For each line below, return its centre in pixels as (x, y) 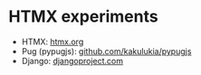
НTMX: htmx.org (53, 42)
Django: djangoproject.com (72, 61)
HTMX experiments (84, 17)
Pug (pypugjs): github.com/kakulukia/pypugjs (106, 51)
